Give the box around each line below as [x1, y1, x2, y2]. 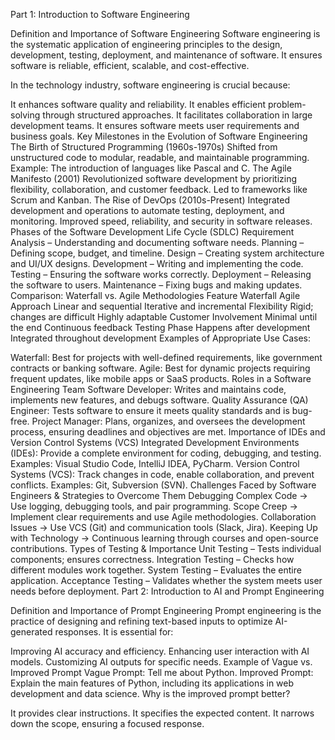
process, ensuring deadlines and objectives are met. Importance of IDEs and [10, 426, 326, 438]
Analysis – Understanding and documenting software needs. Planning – [10, 237, 305, 248]
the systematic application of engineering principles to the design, [10, 39, 283, 50]
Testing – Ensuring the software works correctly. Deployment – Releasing [10, 269, 312, 280]
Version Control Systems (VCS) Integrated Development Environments [10, 437, 300, 448]
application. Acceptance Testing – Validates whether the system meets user [10, 575, 323, 586]
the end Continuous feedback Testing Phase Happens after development [10, 322, 311, 333]
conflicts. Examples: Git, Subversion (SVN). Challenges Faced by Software [10, 479, 317, 491]
